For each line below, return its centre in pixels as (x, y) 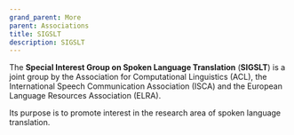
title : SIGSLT (36, 34)
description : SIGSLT (48, 42)
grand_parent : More (45, 17)
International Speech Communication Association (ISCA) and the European (146, 86)
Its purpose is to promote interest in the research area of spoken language (145, 113)
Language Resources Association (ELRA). (85, 96)
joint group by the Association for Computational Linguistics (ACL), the (138, 77)
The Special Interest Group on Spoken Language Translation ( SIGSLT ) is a (147, 67)
